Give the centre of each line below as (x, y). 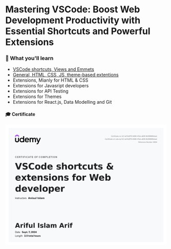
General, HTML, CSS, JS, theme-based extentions (66, 75)
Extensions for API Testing (40, 91)
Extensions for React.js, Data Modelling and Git (62, 102)
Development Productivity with (73, 20)
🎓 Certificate (20, 114)
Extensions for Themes (37, 97)
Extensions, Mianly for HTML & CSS (50, 80)
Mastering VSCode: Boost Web (73, 9)
